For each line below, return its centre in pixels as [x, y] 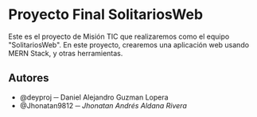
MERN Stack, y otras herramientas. [66, 53]
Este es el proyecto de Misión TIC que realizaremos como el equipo [119, 36]
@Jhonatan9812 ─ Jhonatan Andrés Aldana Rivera [103, 105]
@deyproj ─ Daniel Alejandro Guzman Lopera [94, 97]
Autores [29, 78]
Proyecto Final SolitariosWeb [106, 15]
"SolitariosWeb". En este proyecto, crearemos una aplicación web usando [128, 44]
